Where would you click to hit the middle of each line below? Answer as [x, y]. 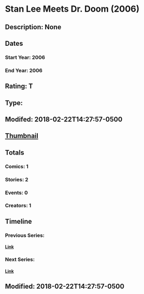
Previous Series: [25, 235]
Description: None [33, 27]
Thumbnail [22, 136]
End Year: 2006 [24, 70]
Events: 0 [16, 193]
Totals [15, 152]
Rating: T [19, 86]
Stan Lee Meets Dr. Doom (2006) [72, 9]
